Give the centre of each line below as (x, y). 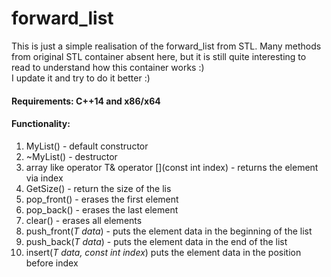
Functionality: (41, 124)
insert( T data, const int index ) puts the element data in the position (163, 252)
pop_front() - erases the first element (102, 199)
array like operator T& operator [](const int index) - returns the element (172, 167)
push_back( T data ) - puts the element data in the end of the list (156, 241)
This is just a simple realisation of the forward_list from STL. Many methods (166, 46)
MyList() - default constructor (87, 146)
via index (44, 178)
